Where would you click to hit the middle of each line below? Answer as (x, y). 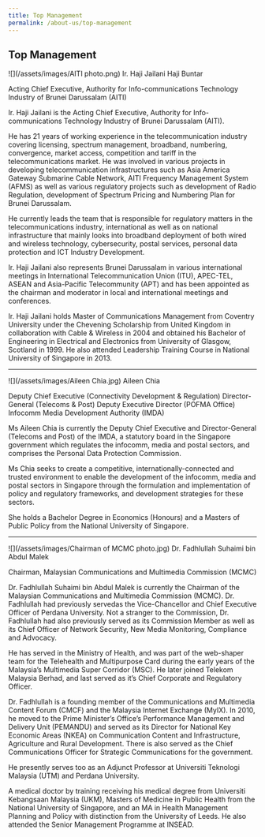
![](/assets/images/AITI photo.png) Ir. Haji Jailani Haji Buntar (106, 74)
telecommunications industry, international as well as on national (113, 227)
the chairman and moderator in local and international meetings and (118, 293)
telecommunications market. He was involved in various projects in (117, 162)
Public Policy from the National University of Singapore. (99, 526)
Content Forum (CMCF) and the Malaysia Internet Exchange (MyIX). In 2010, (132, 710)
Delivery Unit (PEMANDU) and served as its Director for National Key (119, 727)
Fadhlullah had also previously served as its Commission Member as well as (131, 621)
